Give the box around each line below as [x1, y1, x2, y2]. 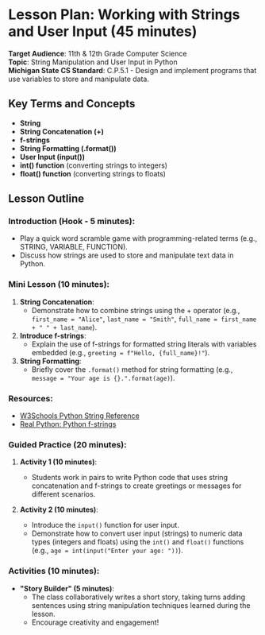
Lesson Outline [8, 192, 85, 206]
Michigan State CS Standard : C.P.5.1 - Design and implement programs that [8, 65, 257, 75]
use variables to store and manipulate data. [8, 74, 149, 83]
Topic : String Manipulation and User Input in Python [8, 57, 179, 67]
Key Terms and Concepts [8, 97, 136, 110]
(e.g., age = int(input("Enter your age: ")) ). [31, 546, 184, 556]
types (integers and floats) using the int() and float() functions [31, 537, 244, 547]
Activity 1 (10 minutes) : [19, 457, 98, 467]
